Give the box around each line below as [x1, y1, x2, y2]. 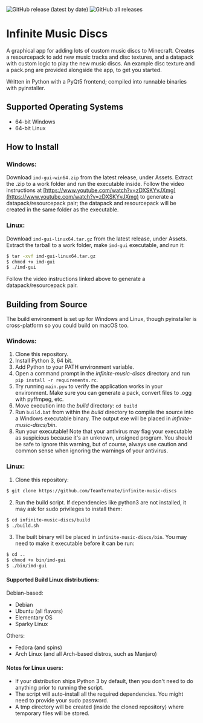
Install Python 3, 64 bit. [14, 357, 73, 365]
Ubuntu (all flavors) [14, 607, 63, 615]
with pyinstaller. [6, 84, 45, 91]
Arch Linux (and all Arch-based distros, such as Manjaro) [14, 650, 157, 658]
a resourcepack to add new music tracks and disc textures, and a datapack [6, 53, 193, 61]
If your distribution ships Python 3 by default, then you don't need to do [14, 678, 193, 685]
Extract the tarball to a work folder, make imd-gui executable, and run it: [6, 241, 185, 248]
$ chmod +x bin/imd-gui [6, 557, 66, 563]
